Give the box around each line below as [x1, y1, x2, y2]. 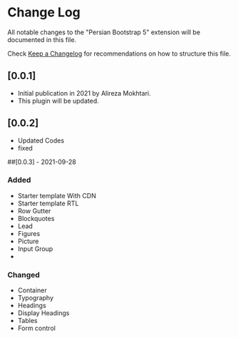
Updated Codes [17, 136, 65, 145]
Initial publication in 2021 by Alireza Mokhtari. [17, 88, 151, 97]
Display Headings [17, 309, 70, 317]
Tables [17, 317, 38, 325]
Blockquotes [17, 214, 55, 222]
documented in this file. [7, 35, 77, 43]
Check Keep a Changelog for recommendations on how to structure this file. [7, 49, 232, 58]
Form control [17, 324, 56, 332]
